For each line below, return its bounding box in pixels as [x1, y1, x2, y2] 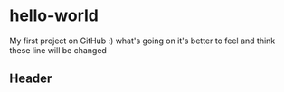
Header [9, 71, 52, 87]
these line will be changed [9, 44, 107, 55]
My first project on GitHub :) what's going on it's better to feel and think [9, 35, 276, 46]
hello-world [9, 5, 99, 26]
